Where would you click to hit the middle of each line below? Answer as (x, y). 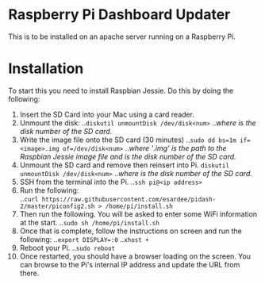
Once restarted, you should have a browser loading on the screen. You (135, 256)
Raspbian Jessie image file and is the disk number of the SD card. (128, 156)
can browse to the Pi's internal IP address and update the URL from (130, 264)
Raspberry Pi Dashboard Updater (119, 15)
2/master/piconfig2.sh (57, 206)
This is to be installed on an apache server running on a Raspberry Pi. (122, 36)
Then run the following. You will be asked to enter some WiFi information (138, 214)
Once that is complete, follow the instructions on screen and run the (131, 231)
